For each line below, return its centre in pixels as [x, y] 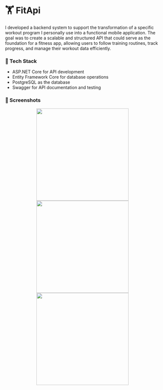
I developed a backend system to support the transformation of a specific [80, 27]
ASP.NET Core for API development [48, 72]
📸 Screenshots [23, 100]
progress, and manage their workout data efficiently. [58, 48]
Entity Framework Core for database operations [60, 77]
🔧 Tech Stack [21, 61]
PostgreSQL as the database [41, 82]
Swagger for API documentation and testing [56, 88]
